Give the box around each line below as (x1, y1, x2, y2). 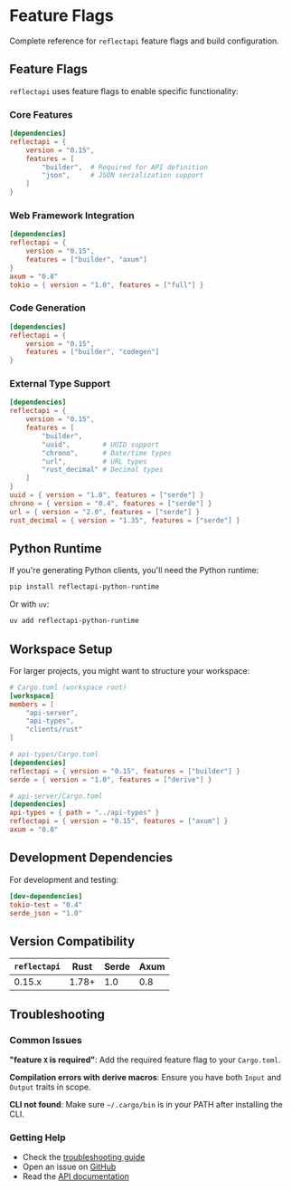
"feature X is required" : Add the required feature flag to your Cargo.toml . (9, 1054, 281, 1065)
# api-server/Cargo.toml (9, 792, 103, 801)
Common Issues (9, 1033, 83, 1046)
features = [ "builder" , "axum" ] (25, 254, 147, 264)
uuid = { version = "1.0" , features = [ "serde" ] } (9, 491, 204, 500)
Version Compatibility (9, 934, 136, 949)
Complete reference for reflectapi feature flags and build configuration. (9, 35, 280, 46)
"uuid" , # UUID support (42, 440, 160, 449)
